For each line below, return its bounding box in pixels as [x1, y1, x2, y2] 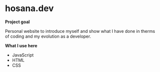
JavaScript [12, 52, 34, 58]
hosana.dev [5, 3, 54, 14]
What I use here [5, 43, 38, 48]
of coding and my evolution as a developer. [5, 33, 91, 39]
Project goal [5, 19, 30, 25]
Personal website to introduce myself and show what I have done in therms [5, 28, 155, 34]
